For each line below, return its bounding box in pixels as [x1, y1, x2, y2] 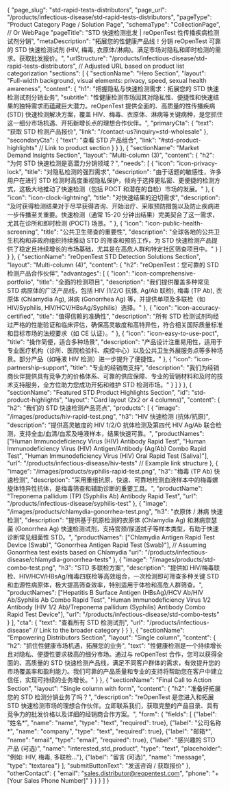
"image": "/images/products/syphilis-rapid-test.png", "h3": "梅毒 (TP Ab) [7, 467, 213, 475]
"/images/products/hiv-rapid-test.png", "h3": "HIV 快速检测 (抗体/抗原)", [7, 413, 210, 420]
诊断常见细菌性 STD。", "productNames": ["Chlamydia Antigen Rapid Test [7, 533, 216, 541]
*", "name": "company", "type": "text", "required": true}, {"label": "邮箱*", [7, 727, 213, 735]
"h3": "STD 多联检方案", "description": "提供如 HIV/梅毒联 [57, 563, 220, 572]
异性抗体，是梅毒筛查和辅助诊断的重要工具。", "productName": [25, 485, 203, 492]
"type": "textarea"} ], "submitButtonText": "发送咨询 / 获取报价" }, [7, 762, 191, 770]
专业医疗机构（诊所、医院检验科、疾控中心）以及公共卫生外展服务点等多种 [7, 346, 217, 354]
